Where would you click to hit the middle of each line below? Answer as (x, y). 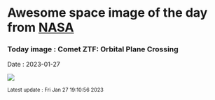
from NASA (41, 27)
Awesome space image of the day (107, 13)
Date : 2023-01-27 (34, 65)
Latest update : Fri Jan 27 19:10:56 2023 (55, 90)
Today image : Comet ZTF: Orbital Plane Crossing (93, 49)
